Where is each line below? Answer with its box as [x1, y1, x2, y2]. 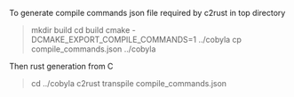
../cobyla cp [198, 35, 242, 44]
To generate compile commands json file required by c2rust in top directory [9, 8, 286, 18]
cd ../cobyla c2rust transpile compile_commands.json [30, 78, 227, 88]
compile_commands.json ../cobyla [30, 44, 156, 54]
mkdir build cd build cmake [30, 25, 131, 35]
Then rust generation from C [9, 61, 114, 71]
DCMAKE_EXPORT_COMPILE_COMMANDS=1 [30, 35, 197, 44]
